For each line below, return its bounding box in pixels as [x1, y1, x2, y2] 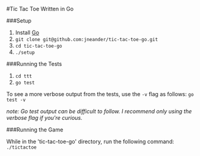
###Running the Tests [6, 61, 62, 67]
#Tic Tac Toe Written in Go [6, 6, 74, 12]
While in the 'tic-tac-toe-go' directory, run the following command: [6, 138, 174, 145]
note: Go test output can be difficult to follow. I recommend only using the [6, 108, 192, 115]
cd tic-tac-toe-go [15, 43, 62, 49]
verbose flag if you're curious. [6, 114, 83, 121]
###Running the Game [6, 126, 64, 133]
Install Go [15, 29, 40, 36]
